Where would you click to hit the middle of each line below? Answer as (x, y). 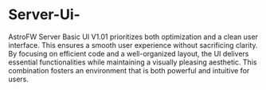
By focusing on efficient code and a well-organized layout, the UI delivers (129, 53)
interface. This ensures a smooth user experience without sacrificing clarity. (133, 45)
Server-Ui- (45, 15)
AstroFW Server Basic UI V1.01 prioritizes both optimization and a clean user (133, 37)
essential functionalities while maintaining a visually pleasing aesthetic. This (133, 62)
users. (19, 79)
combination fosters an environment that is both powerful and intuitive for (129, 70)
